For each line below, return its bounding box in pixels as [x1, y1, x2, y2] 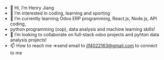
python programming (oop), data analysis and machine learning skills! [10, 26, 155, 32]
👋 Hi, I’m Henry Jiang [10, 5, 54, 11]
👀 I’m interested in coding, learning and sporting [10, 10, 110, 16]
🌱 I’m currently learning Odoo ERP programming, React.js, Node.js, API [10, 16, 157, 21]
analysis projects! [10, 37, 47, 43]
